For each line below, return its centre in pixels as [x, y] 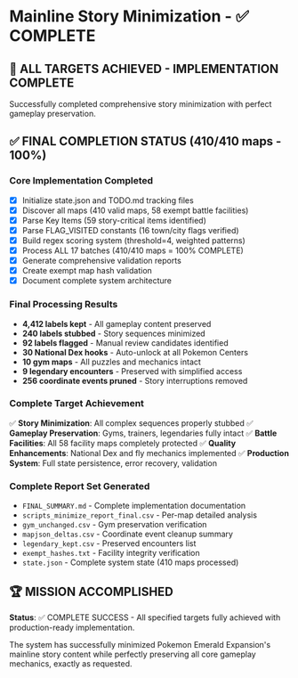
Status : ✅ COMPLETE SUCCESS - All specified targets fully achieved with [145, 617]
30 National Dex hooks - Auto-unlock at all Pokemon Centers [135, 352]
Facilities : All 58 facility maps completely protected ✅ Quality [123, 443]
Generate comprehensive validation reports [102, 261]
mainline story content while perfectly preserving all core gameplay [133, 654]
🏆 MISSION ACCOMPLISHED [91, 591]
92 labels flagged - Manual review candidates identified [125, 343]
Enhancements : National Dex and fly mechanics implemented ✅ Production [149, 453]
